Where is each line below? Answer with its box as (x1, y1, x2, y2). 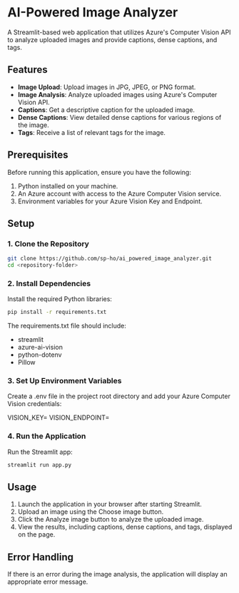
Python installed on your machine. (17, 181, 118, 190)
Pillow (17, 358, 36, 367)
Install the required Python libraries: (7, 295, 113, 303)
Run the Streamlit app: (7, 447, 73, 456)
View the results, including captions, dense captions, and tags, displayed (17, 522, 233, 532)
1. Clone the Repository (7, 238, 89, 248)
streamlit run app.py (7, 461, 72, 468)
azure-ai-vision (17, 343, 63, 352)
